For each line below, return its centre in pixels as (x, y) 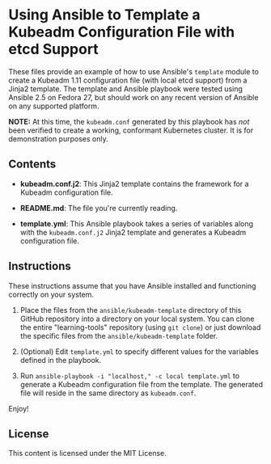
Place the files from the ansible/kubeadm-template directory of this (131, 310)
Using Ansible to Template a (104, 15)
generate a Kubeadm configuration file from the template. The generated (141, 384)
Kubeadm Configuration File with (122, 32)
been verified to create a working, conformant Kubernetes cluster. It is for (131, 130)
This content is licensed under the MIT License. (88, 453)
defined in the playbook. (61, 360)
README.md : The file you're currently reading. (99, 208)
